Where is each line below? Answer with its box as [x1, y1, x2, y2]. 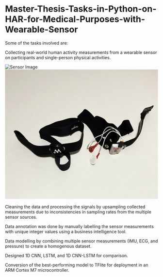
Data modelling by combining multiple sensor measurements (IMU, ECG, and [5, 238, 158, 244]
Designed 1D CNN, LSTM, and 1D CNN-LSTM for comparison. [5, 253, 129, 259]
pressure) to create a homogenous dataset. [5, 244, 92, 249]
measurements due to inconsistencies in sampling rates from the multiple [5, 209, 152, 215]
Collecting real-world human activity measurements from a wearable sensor [5, 49, 157, 55]
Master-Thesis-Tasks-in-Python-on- [5, 3, 157, 15]
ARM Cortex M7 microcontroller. [5, 267, 69, 273]
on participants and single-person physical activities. [5, 54, 111, 60]
